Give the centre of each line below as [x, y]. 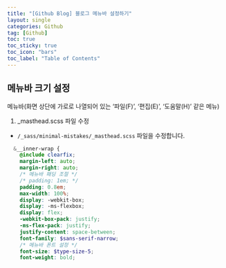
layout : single [29, 20]
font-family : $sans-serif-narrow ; [69, 238]
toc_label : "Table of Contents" [54, 59]
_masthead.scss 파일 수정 [53, 121]
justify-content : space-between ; [68, 232]
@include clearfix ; [48, 155]
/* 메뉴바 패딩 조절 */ [49, 174]
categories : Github [35, 26]
